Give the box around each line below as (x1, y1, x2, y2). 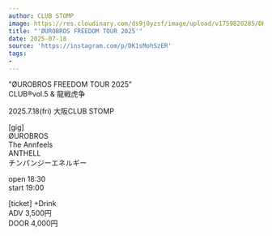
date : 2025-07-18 (8, 34, 67, 43)
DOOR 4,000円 (8, 218, 58, 228)
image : (8, 19, 31, 28)
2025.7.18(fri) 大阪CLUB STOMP (8, 106, 115, 116)
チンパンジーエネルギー (8, 157, 87, 167)
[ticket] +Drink (8, 198, 57, 208)
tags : (8, 49, 27, 58)
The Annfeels (8, 139, 53, 149)
